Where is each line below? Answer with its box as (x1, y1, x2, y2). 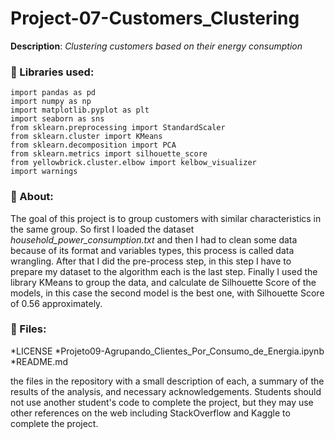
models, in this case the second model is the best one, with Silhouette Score (10, 287, 325, 299)
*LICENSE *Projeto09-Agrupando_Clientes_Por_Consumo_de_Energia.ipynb (10, 345, 325, 357)
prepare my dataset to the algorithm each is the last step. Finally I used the (10, 265, 318, 277)
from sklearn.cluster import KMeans (10, 132, 163, 142)
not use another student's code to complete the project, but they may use (10, 396, 314, 408)
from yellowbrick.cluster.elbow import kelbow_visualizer (10, 158, 257, 168)
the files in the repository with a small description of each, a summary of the (10, 375, 325, 387)
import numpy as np (10, 97, 92, 107)
